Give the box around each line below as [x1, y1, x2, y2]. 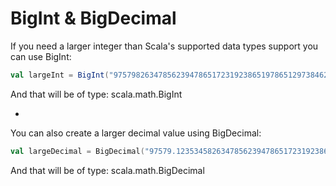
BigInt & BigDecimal [10, 7, 177, 30]
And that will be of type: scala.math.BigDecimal [10, 164, 205, 176]
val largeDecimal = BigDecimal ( [10, 146, 145, 156]
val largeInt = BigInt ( [10, 70, 110, 80]
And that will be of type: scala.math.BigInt [10, 88, 183, 100]
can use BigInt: [10, 50, 72, 62]
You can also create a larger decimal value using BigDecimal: [10, 127, 262, 139]
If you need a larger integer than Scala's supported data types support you [10, 40, 319, 52]
